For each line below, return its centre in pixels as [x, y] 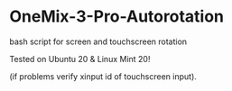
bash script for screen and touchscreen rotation [98, 41]
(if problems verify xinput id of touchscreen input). [103, 76]
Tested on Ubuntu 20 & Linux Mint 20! [80, 59]
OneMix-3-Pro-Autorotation [116, 17]
